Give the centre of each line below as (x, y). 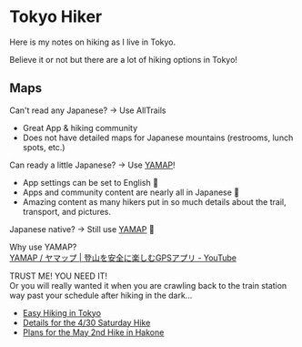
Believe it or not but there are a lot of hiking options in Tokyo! (124, 59)
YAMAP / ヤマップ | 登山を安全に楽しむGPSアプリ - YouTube (123, 258)
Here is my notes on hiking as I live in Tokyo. (93, 42)
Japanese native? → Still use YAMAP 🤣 (82, 229)
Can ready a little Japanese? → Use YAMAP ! (92, 165)
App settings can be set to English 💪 (91, 182)
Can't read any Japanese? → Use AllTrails (88, 110)
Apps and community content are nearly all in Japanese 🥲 (131, 192)
